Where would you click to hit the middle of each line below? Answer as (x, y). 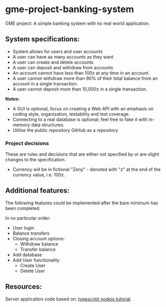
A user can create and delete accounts (53, 62)
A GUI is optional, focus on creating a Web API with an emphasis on (83, 108)
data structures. (48, 124)
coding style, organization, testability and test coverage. (71, 114)
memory (21, 124)
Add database (27, 254)
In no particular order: (28, 218)
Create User (33, 265)
